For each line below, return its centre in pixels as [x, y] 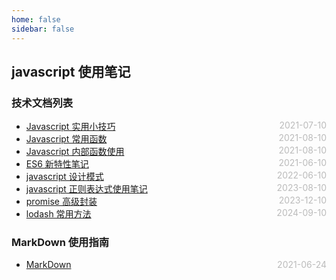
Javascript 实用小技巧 [70, 127]
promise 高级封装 [61, 202]
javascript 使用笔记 [71, 71]
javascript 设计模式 [64, 177]
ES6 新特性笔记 [57, 164]
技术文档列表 [42, 103]
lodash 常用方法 [58, 214]
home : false [36, 19]
